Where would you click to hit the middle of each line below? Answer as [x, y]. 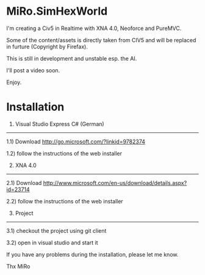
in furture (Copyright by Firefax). [47, 47]
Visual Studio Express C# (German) [60, 124]
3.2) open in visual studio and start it [52, 243]
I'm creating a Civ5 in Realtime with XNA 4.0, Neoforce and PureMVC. [94, 28]
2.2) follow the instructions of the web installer [65, 201]
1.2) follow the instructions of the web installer [64, 153]
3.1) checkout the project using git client [56, 230]
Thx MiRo [18, 266]
